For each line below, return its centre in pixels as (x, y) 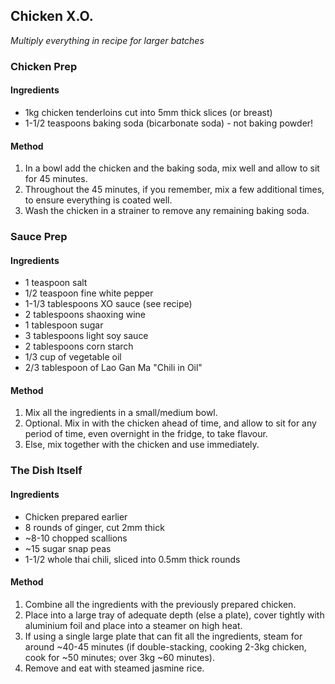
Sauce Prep (39, 237)
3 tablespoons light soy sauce (86, 336)
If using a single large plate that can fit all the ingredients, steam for (163, 636)
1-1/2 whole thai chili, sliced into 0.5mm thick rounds (132, 559)
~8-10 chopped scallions (76, 538)
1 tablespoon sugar (64, 325)
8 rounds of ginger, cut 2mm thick (94, 527)
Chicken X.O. (52, 16)
